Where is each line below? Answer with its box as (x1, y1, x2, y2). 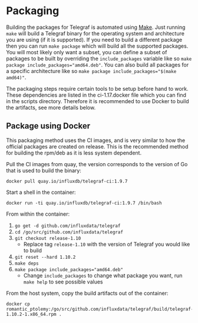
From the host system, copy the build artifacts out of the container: (6, 289, 169, 296)
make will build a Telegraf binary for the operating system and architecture (6, 29, 184, 37)
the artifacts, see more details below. (6, 104, 96, 111)
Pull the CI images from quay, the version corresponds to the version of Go (6, 160, 188, 167)
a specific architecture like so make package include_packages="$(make (6, 67, 177, 74)
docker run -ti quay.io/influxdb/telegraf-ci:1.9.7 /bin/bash (6, 200, 162, 206)
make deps (14, 261, 39, 266)
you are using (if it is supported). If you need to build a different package (6, 36, 183, 43)
